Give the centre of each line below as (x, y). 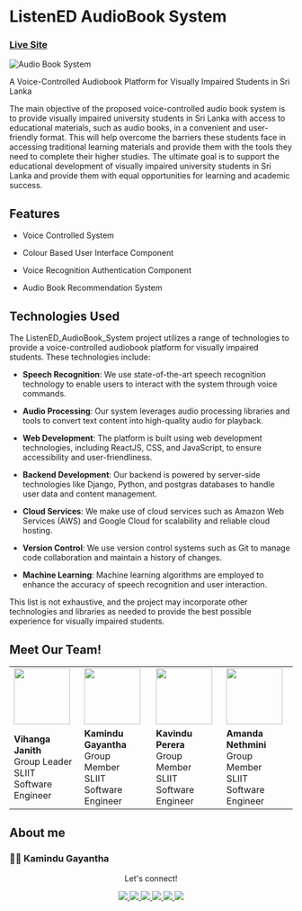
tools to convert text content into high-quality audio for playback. (142, 421)
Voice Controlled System (68, 235)
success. (26, 186)
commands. (44, 394)
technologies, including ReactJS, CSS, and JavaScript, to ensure (142, 448)
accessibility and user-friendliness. (87, 458)
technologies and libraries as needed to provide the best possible (130, 612)
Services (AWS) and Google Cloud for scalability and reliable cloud (146, 521)
